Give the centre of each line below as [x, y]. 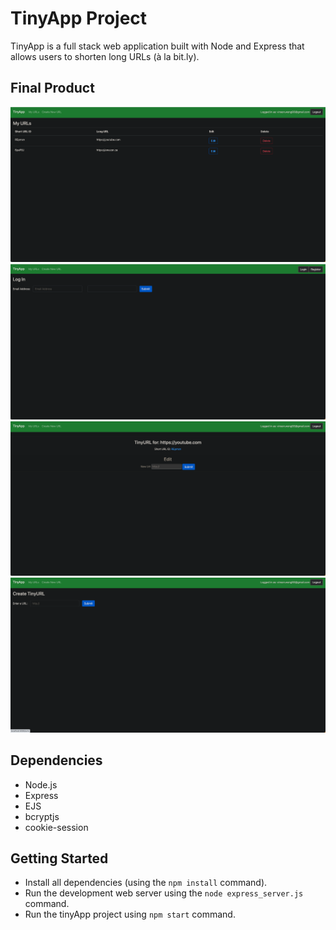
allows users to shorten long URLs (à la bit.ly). [105, 56]
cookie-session [56, 827]
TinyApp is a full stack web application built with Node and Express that [157, 46]
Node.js [41, 784]
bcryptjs [42, 816]
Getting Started [59, 858]
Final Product [52, 88]
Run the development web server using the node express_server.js [164, 893]
